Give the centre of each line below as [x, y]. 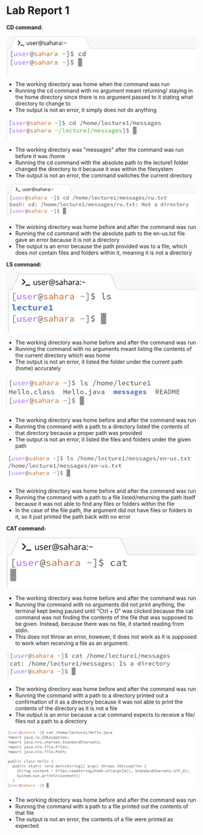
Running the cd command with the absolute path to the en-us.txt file [100, 233]
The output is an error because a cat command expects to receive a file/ [105, 714]
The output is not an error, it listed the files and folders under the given [103, 439]
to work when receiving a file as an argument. [72, 644]
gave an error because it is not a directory [67, 239]
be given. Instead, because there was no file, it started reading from [99, 624]
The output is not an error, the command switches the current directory [104, 175]
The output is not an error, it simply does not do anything [86, 110]
